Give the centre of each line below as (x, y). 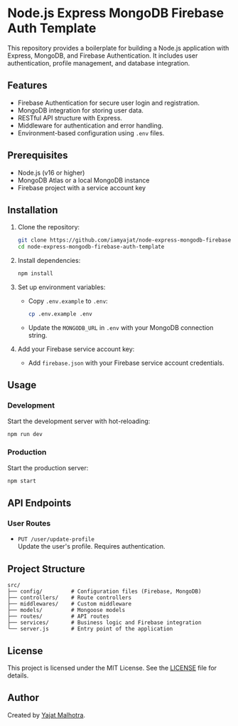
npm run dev (25, 434)
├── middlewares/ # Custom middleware (70, 604)
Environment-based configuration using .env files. (91, 133)
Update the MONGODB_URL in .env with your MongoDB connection (121, 327)
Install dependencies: (49, 261)
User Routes (29, 523)
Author (23, 698)
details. (18, 675)
